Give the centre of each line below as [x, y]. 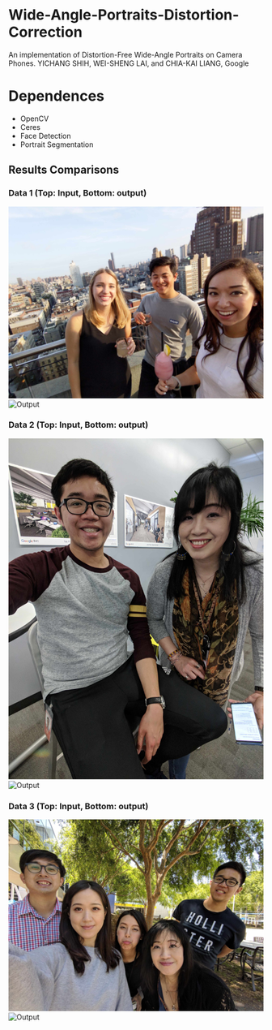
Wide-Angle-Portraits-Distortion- [124, 15]
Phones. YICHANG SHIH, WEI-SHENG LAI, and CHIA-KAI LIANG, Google [129, 63]
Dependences [57, 96]
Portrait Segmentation [57, 144]
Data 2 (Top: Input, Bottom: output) [79, 425]
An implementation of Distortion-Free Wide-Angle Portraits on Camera [125, 54]
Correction [45, 32]
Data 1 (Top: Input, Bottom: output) [78, 193]
